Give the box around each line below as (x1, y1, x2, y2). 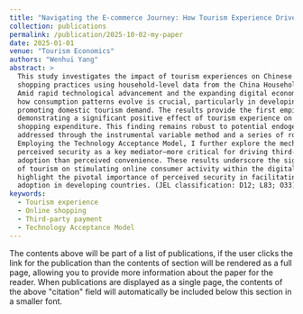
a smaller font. (9, 295, 63, 307)
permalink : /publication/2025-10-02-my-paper (9, 30, 183, 39)
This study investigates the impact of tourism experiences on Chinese (17, 72, 293, 81)
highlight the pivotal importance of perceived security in (17, 172, 248, 181)
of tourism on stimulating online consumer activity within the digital (17, 164, 297, 173)
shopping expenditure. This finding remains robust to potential (17, 123, 269, 132)
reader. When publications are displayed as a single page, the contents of (9, 276, 283, 287)
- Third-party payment (17, 214, 103, 224)
